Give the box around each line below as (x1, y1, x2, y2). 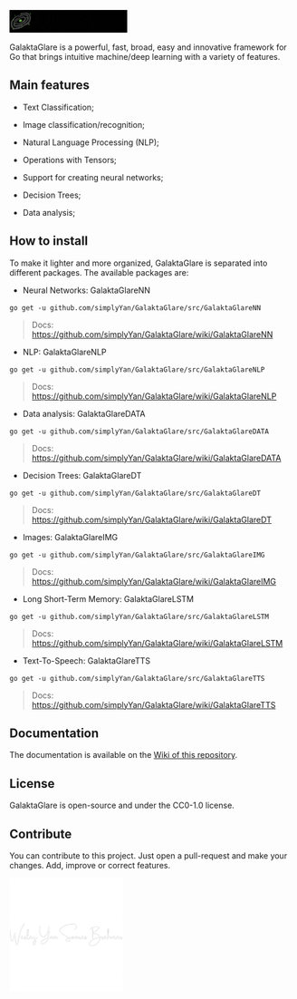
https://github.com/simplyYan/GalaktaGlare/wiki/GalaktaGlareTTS (31, 699, 276, 710)
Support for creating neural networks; (22, 171, 164, 182)
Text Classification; (22, 102, 95, 112)
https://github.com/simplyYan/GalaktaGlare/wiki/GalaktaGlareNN (31, 328, 273, 340)
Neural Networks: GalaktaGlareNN (22, 285, 151, 296)
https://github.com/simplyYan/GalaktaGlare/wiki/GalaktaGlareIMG (31, 576, 277, 587)
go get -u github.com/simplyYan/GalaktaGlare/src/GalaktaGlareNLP (9, 364, 265, 374)
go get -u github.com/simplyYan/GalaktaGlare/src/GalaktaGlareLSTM (9, 612, 270, 621)
